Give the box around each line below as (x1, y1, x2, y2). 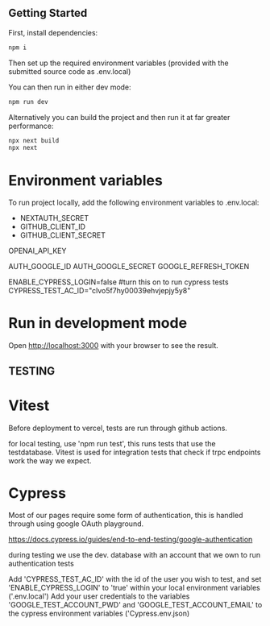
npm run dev (8, 97, 48, 106)
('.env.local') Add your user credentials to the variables (8, 591, 190, 601)
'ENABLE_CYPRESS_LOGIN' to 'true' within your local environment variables (8, 583, 260, 593)
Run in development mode (8, 314, 188, 333)
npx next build (8, 136, 60, 144)
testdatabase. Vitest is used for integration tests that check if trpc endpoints (8, 447, 261, 457)
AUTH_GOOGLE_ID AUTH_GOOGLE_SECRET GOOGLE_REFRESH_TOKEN (8, 262, 250, 272)
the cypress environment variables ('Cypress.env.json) (8, 608, 190, 619)
